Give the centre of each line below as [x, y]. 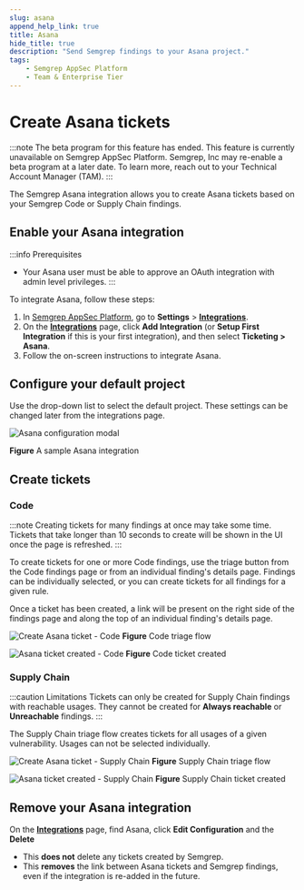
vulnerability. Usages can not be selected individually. [110, 743]
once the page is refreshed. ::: [66, 544]
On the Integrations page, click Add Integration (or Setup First [141, 326]
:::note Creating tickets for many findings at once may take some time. [141, 525]
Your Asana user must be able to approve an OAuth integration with [148, 272]
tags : [20, 60]
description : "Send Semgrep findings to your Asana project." [129, 52]
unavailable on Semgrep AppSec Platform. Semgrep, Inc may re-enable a [146, 157]
